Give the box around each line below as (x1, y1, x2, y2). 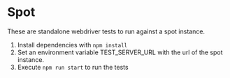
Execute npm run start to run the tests (17, 63, 129, 71)
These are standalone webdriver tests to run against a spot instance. (7, 27, 205, 36)
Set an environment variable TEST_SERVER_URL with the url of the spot (17, 48, 223, 56)
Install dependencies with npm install (17, 40, 128, 49)
